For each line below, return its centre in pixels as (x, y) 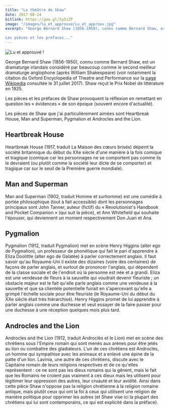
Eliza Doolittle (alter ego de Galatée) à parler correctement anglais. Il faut (81, 256)
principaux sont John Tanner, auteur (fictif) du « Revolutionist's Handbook (82, 207)
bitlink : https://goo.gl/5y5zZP (39, 19)
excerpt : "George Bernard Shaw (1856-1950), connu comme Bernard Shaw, (82, 29)
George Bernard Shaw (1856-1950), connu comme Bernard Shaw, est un (80, 62)
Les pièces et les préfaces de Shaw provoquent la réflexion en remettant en (84, 98)
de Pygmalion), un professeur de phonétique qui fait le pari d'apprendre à (81, 251)
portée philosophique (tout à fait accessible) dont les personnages (74, 202)
